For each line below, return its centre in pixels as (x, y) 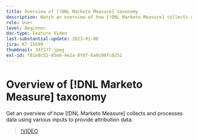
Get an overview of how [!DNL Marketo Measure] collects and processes (95, 113)
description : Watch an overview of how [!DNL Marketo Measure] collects (97, 17)
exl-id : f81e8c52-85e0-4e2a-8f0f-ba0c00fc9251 (64, 55)
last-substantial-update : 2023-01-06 (52, 39)
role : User (19, 22)
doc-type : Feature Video (37, 34)
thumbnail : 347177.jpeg (35, 50)
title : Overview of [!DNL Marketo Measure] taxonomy (72, 11)
